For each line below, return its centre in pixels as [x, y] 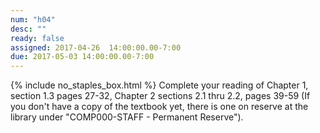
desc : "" [28, 29]
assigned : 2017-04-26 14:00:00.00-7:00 [96, 47]
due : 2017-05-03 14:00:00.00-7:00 [82, 57]
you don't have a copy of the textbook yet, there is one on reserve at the [159, 107]
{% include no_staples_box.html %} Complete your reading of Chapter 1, [159, 85]
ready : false [37, 38]
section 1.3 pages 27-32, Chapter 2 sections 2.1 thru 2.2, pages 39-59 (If [160, 96]
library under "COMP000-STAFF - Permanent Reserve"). [127, 117]
